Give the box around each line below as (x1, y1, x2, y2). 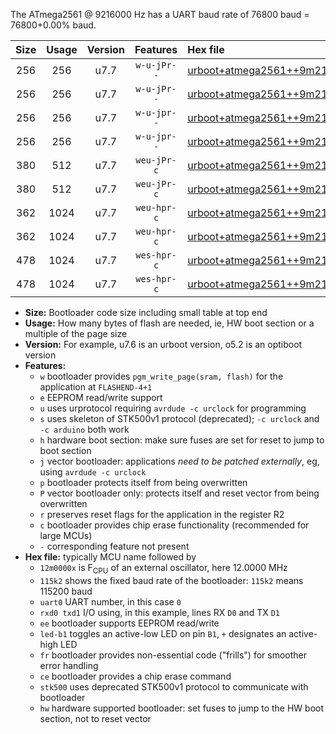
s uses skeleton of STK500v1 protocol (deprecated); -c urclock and (39, 413, 320, 424)
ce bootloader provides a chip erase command (39, 670, 232, 682)
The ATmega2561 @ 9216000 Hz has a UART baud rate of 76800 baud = (10, 9, 310, 20)
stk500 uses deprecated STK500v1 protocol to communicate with (39, 680, 309, 693)
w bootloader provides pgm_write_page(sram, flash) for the (39, 370, 284, 382)
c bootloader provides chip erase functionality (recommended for (39, 519, 310, 531)
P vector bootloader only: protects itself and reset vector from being (39, 487, 320, 499)
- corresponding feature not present (39, 540, 190, 552)
